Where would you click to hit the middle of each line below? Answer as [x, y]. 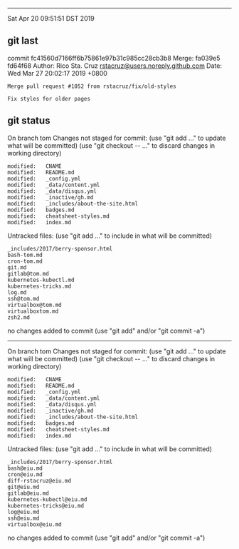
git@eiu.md [23, 487]
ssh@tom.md [23, 298]
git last [23, 41]
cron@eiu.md [25, 474]
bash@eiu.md [25, 468]
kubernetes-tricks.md [39, 286]
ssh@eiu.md [23, 518]
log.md [17, 292]
